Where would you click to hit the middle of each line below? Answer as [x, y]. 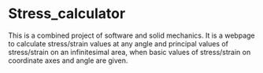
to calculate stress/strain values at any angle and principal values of [119, 43]
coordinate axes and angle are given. [68, 60]
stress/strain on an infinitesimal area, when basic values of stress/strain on [130, 52]
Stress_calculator [67, 14]
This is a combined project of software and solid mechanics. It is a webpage [131, 35]
